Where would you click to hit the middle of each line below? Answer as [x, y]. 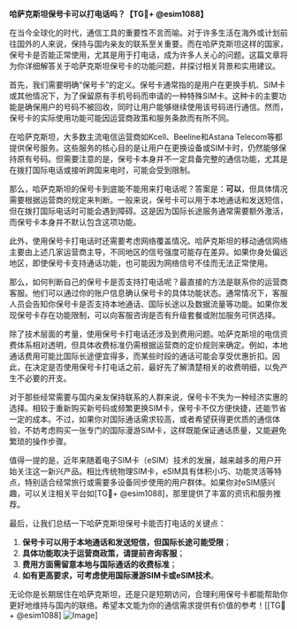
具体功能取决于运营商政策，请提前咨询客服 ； [103, 553]
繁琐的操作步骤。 [40, 441]
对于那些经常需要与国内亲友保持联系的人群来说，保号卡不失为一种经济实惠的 [148, 397]
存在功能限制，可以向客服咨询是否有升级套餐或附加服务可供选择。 [160, 315]
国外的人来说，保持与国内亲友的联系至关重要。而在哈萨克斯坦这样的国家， [152, 44]
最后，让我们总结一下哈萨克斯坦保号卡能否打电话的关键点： [118, 523]
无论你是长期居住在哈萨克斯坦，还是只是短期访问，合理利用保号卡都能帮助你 [148, 594]
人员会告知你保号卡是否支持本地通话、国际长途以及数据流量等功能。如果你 [145, 304]
